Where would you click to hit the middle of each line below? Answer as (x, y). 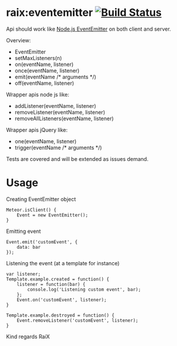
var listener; (24, 274)
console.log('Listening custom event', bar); (84, 289)
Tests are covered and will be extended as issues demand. (77, 159)
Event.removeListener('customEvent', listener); (78, 320)
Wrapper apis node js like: (38, 94)
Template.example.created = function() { (58, 279)
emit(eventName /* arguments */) (55, 77)
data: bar (29, 247)
